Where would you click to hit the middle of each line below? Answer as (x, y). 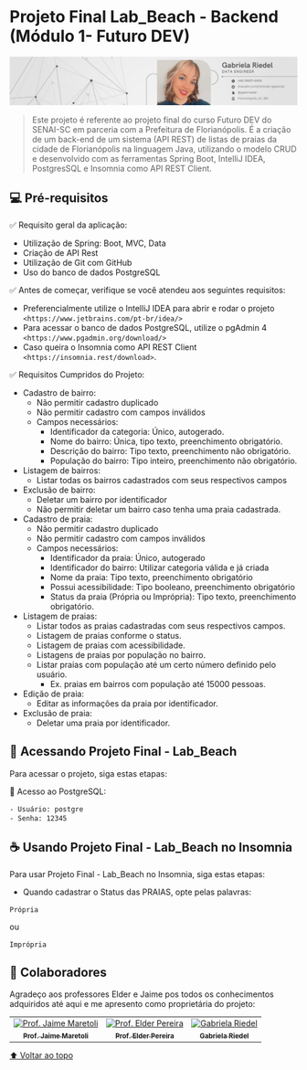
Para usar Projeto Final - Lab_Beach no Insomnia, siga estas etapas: (137, 874)
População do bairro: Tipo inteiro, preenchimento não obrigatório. (174, 461)
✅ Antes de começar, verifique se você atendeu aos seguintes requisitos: (148, 290)
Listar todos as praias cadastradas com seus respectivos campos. (161, 625)
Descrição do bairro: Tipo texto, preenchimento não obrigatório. (170, 450)
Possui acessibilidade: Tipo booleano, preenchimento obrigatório (172, 587)
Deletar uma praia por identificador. (103, 723)
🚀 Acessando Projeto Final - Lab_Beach (123, 752)
